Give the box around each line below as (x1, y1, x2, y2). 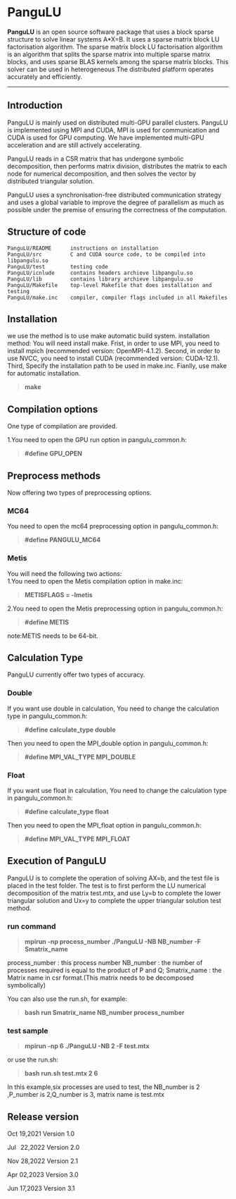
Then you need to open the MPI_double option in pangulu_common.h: (7, 739, 209, 747)
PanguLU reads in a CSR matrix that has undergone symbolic (7, 154, 184, 163)
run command (7, 921, 56, 931)
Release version (7, 1111, 79, 1123)
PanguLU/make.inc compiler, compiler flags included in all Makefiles (7, 294, 228, 301)
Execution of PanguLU (7, 855, 107, 867)
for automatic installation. (7, 369, 81, 378)
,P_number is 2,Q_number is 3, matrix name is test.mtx (7, 1090, 165, 1099)
